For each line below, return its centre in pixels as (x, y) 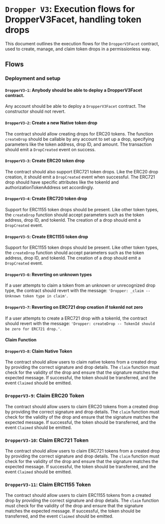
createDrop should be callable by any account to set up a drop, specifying (80, 139)
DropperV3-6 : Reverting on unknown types (49, 274)
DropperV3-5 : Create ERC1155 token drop (47, 236)
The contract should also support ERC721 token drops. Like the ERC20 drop (82, 171)
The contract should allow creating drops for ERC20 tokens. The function (79, 133)
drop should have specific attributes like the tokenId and (62, 182)
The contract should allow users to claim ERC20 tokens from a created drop (82, 406)
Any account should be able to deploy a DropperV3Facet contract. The (75, 106)
